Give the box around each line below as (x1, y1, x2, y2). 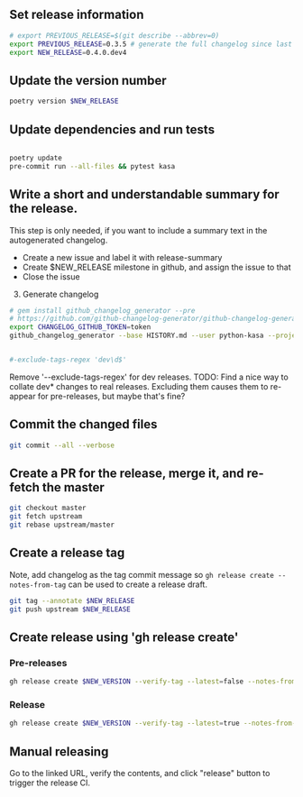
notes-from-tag (9, 581, 67, 590)
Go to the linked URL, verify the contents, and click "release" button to (9, 768, 271, 779)
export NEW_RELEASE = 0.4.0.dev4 (9, 48, 127, 57)
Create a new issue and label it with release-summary (22, 252, 223, 262)
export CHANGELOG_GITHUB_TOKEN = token (9, 323, 151, 332)
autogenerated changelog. (9, 234, 108, 245)
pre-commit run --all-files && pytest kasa (9, 161, 176, 170)
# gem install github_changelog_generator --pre (9, 306, 196, 315)
